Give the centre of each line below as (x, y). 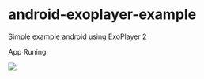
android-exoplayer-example (102, 15)
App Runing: (28, 51)
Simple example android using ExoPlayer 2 (77, 36)
